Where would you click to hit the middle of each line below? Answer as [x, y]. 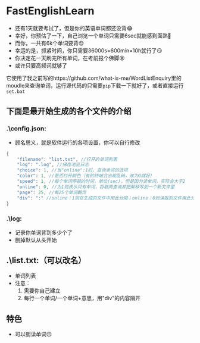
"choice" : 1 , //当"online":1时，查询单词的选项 [72, 170]
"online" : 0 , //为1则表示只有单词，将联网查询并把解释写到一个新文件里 [96, 187]
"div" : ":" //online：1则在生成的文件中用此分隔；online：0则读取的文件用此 [104, 198]
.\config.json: [26, 129]
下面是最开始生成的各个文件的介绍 [69, 111]
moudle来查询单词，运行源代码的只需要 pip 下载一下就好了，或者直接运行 [95, 85]
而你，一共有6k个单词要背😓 [49, 43]
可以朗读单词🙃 [33, 334]
